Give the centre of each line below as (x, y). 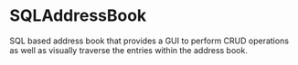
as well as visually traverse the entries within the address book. (129, 50)
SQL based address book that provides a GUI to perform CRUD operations (149, 41)
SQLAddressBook (78, 16)
